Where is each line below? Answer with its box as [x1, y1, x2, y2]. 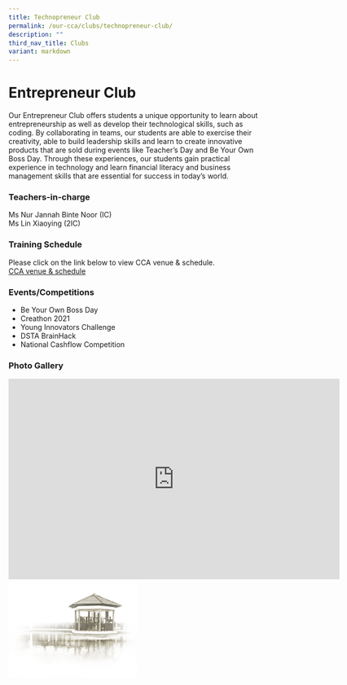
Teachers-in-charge [8, 191, 90, 203]
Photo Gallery [8, 359, 64, 371]
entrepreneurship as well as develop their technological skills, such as [8, 119, 244, 130]
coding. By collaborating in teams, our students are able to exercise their [8, 128, 253, 138]
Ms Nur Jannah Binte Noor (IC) [8, 210, 112, 220]
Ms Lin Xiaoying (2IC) [8, 218, 81, 228]
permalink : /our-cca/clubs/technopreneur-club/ [8, 21, 173, 30]
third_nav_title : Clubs [8, 39, 90, 47]
